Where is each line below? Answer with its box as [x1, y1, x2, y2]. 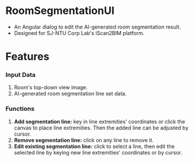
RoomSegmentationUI [5, 4, 115, 17]
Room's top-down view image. [13, 84, 88, 91]
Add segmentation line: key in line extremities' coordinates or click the [13, 118, 185, 125]
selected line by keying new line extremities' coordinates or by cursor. [13, 149, 182, 156]
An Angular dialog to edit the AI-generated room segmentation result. [13, 23, 181, 30]
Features [5, 50, 50, 64]
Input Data [5, 71, 36, 79]
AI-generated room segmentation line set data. [13, 90, 127, 97]
